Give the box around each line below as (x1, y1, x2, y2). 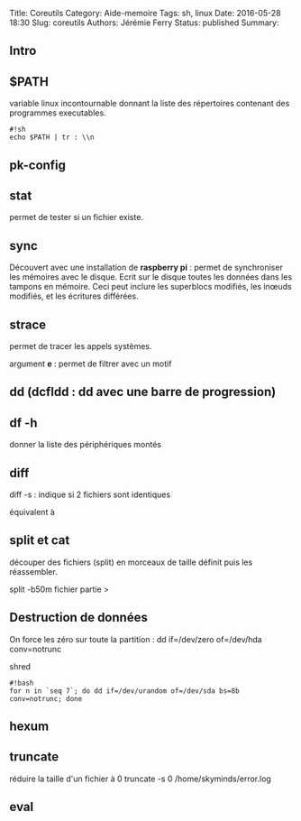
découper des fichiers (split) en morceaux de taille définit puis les (9, 557, 253, 567)
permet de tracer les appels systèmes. (9, 341, 152, 352)
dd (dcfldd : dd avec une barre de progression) (9, 384, 277, 400)
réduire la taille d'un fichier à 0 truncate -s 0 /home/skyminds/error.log (9, 773, 272, 784)
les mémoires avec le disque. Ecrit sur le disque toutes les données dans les (9, 272, 293, 282)
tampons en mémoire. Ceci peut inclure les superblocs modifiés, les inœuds (9, 281, 293, 292)
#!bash (9, 678, 34, 687)
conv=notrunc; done (9, 694, 83, 703)
